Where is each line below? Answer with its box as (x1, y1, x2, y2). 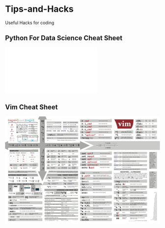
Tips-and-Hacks (5, 3, 74, 15)
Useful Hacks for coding (5, 20, 55, 26)
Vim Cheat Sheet (5, 103, 58, 112)
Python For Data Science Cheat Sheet (5, 34, 123, 42)
